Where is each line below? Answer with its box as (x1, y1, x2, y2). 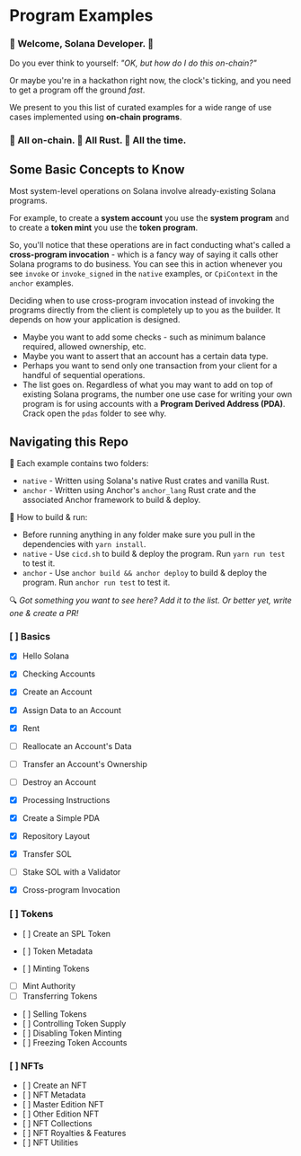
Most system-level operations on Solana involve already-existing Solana (9, 186, 277, 197)
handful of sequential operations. (22, 370, 146, 381)
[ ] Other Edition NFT (22, 1108, 100, 1119)
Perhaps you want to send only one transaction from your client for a (22, 360, 278, 371)
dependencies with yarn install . (22, 539, 146, 550)
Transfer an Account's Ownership (22, 758, 148, 769)
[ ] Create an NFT (22, 1080, 87, 1090)
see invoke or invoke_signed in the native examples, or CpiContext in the (9, 269, 279, 279)
